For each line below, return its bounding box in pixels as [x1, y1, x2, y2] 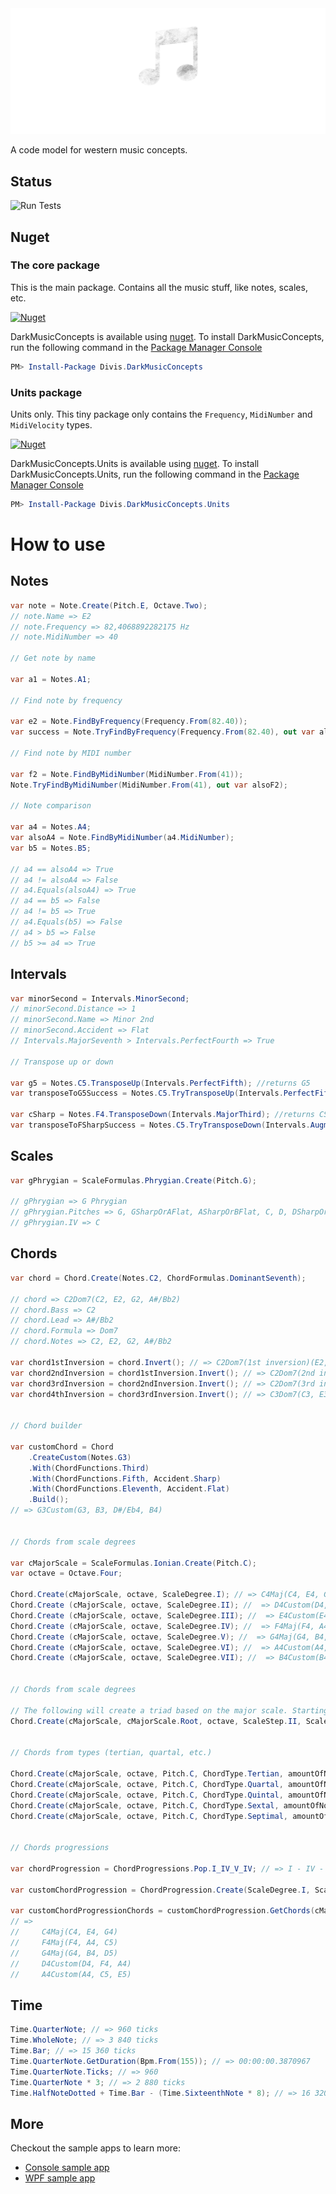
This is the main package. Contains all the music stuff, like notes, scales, [10, 281, 308, 293]
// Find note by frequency [10, 695, 123, 706]
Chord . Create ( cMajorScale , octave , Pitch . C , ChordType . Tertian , [10, 1769, 284, 1779]
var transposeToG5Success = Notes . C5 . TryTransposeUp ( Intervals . [10, 1088, 284, 1099]
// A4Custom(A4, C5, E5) [10, 1969, 132, 1979]
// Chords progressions [10, 1843, 110, 1853]
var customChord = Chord [10, 1442, 114, 1452]
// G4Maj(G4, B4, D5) [10, 1948, 118, 1958]
